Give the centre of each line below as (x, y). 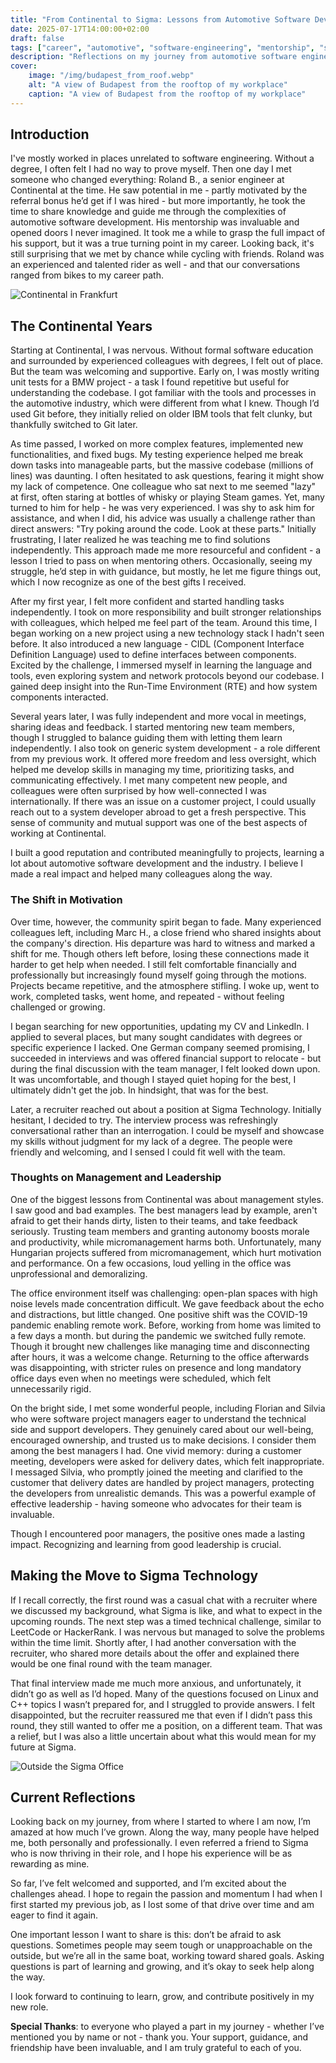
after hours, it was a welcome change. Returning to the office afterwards (160, 1357)
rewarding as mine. (50, 1864)
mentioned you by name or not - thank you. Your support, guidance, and (159, 2037)
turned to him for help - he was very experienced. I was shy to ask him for (162, 508)
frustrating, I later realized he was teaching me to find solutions (140, 540)
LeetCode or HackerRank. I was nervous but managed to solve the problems (167, 1632)
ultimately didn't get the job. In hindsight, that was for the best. (139, 1090)
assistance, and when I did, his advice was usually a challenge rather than (163, 518)
